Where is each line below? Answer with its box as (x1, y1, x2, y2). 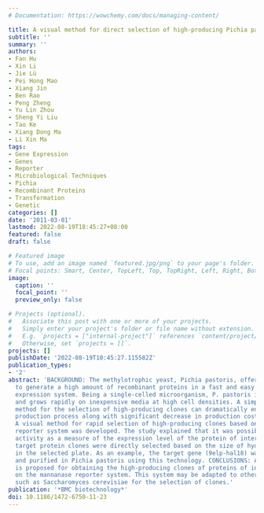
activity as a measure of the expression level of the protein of (15, 434, 237, 442)
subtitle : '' (8, 33, 51, 41)
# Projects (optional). (8, 310, 86, 319)
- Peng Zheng (8, 99, 51, 107)
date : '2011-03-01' (8, 216, 72, 224)
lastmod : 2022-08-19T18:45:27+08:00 (8, 223, 128, 231)
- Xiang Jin (8, 84, 47, 92)
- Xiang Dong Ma (8, 128, 61, 136)
